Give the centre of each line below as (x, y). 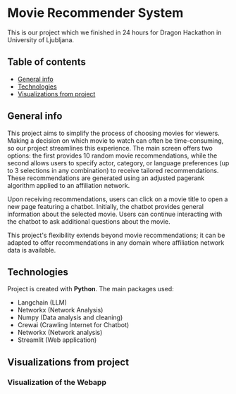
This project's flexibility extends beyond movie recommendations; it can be (116, 235)
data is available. (32, 250)
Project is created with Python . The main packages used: (91, 289)
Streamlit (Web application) (57, 340)
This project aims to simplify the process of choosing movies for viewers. (113, 133)
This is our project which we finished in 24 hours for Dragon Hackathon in (114, 32)
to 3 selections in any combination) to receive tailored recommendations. (113, 170)
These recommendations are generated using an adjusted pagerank (106, 178)
